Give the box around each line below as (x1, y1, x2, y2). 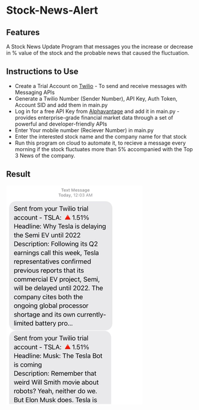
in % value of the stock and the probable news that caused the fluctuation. (6, 49, 189, 57)
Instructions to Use (6, 67, 79, 77)
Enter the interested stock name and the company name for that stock (14, 133, 187, 140)
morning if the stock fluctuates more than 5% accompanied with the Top (14, 145, 193, 152)
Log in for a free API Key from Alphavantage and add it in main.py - (14, 108, 180, 115)
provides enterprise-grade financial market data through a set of (14, 114, 174, 121)
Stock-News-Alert (6, 4, 98, 17)
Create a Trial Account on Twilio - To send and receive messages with (14, 82, 187, 89)
